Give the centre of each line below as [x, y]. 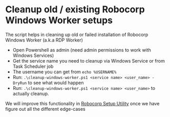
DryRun [20, 83]
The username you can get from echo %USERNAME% [65, 72]
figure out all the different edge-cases [45, 109]
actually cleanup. [31, 93]
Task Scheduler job [33, 66]
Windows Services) [33, 55]
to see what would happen [56, 83]
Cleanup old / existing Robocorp [75, 9]
